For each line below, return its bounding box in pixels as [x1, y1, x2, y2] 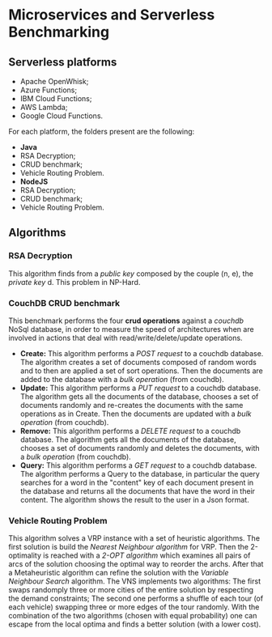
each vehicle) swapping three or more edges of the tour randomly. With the [8, 602, 260, 612]
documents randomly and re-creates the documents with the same [19, 400, 244, 410]
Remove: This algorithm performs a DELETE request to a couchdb [19, 426, 241, 435]
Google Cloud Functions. [19, 111, 104, 121]
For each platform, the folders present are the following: [8, 127, 195, 136]
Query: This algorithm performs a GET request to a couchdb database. [19, 460, 257, 470]
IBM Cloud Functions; [19, 94, 92, 103]
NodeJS [19, 176, 49, 186]
